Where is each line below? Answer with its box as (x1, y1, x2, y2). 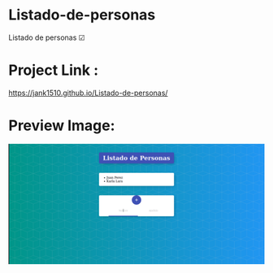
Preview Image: (8, 116, 115, 135)
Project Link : (8, 61, 99, 80)
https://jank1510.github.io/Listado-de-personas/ (8, 88, 168, 97)
